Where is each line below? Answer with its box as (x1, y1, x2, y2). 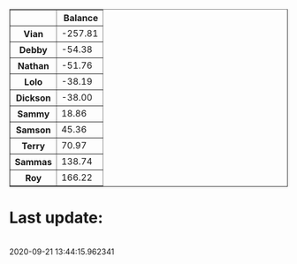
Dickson (15, 92, 51, 104)
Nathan (17, 60, 49, 72)
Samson (16, 124, 51, 136)
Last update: (9, 207, 103, 228)
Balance (63, 12, 99, 24)
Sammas (14, 156, 53, 168)
